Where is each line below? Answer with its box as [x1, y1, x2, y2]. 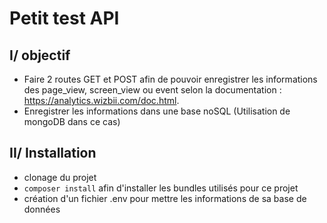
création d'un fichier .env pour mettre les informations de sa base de [23, 192, 307, 204]
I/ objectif [9, 47, 71, 64]
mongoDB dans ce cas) [23, 116, 121, 127]
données [23, 203, 61, 215]
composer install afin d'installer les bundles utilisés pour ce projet [23, 182, 299, 194]
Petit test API [9, 7, 120, 30]
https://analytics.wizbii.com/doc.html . [23, 95, 180, 106]
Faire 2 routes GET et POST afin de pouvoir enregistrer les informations [23, 73, 318, 85]
